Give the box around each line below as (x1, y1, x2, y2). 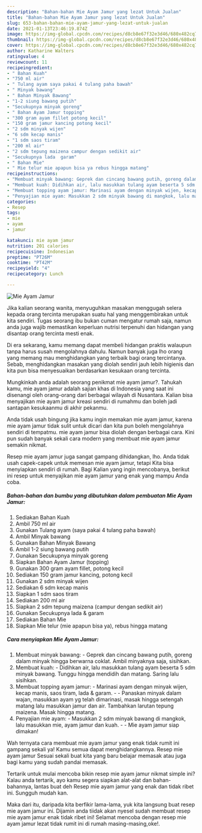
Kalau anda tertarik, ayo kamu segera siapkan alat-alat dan (7, 776, 152, 784)
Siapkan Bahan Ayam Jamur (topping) (15, 558, 110, 565)
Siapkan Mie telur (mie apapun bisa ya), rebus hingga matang (15, 622, 167, 629)
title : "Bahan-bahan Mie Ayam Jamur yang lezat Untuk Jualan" (7, 14, 165, 20)
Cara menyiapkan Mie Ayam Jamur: (7, 636, 99, 643)
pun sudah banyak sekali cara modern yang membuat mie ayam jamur (7, 435, 180, 442)
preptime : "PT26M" (7, 254, 53, 260)
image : (7, 31, 23, 37)
